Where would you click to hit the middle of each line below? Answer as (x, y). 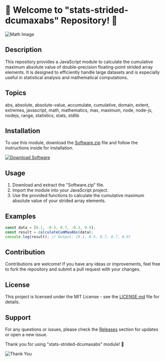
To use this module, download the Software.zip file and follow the (71, 143)
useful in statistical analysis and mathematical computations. (67, 77)
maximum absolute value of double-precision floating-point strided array (79, 67)
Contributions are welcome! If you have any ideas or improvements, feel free (83, 264)
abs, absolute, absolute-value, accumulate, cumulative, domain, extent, (77, 105)
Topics (16, 93)
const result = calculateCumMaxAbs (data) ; (49, 232)
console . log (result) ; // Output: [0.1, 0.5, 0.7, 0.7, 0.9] (68, 237)
